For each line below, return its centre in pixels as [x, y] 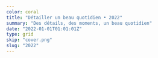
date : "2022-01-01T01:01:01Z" [44, 29]
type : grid [20, 34]
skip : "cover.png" [29, 40]
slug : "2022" [23, 46]
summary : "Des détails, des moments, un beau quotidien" [79, 23]
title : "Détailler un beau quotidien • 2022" [64, 18]
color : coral [23, 12]
